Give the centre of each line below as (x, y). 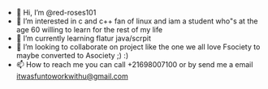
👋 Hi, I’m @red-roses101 (56, 13)
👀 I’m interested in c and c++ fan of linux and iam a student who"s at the (137, 21)
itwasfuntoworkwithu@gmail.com (72, 76)
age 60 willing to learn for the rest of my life (89, 30)
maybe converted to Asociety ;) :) (72, 55)
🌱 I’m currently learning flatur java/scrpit (84, 38)
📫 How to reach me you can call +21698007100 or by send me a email (134, 64)
